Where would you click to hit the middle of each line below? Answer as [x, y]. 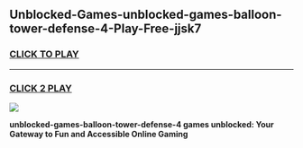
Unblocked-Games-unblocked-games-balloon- [146, 15]
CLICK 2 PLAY [41, 88]
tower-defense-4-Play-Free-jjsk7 [106, 29]
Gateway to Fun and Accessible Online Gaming [99, 134]
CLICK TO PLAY [44, 55]
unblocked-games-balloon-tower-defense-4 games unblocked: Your [142, 124]
